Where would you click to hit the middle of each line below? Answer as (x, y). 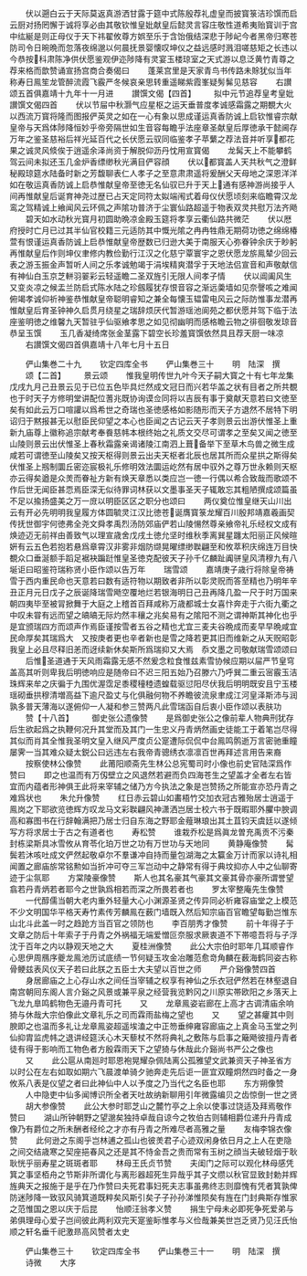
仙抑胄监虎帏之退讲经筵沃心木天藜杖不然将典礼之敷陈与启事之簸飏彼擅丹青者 (153, 1038)
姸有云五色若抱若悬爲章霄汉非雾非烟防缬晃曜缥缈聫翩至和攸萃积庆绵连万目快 (153, 547)
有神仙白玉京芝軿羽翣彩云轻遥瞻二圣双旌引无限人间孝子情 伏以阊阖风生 (151, 276)
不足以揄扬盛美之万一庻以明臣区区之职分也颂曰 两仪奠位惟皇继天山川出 (151, 501)
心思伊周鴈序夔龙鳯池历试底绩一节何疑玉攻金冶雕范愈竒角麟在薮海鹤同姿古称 (153, 958)
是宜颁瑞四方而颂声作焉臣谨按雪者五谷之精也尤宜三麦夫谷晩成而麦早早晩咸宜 (153, 627)
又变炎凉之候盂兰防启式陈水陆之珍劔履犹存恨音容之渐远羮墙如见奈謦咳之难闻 (153, 287)
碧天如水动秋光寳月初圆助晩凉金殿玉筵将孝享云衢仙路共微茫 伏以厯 (159, 219)
